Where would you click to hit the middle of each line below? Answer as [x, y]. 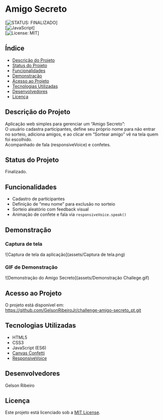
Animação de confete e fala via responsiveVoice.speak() [69, 214]
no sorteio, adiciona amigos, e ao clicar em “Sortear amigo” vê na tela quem [82, 134]
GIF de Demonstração [31, 267]
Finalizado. [16, 172]
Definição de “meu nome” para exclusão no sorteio [64, 204]
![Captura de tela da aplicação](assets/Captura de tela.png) [65, 254]
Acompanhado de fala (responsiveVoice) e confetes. [58, 144]
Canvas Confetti [28, 353]
